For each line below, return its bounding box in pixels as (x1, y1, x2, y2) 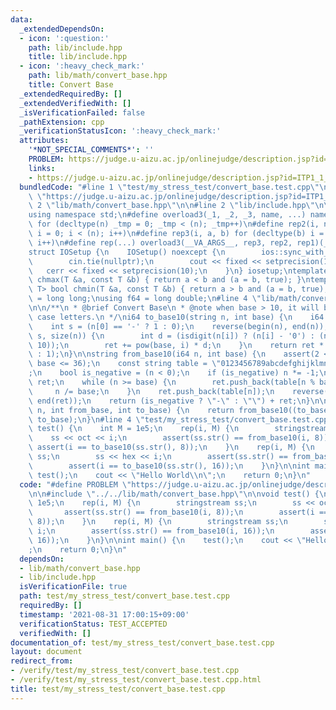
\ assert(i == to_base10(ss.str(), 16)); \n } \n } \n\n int (28, 461, 311, 471)
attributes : (19, 136, 70, 146)
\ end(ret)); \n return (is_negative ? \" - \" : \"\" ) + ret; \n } (28, 396, 311, 406)
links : (28, 163, 56, 173)
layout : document (10, 647, 83, 657)
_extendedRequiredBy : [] (19, 89, 123, 99)
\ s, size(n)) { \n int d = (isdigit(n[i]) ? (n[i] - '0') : (28, 331, 315, 341)
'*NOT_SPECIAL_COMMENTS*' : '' (28, 145, 155, 155)
